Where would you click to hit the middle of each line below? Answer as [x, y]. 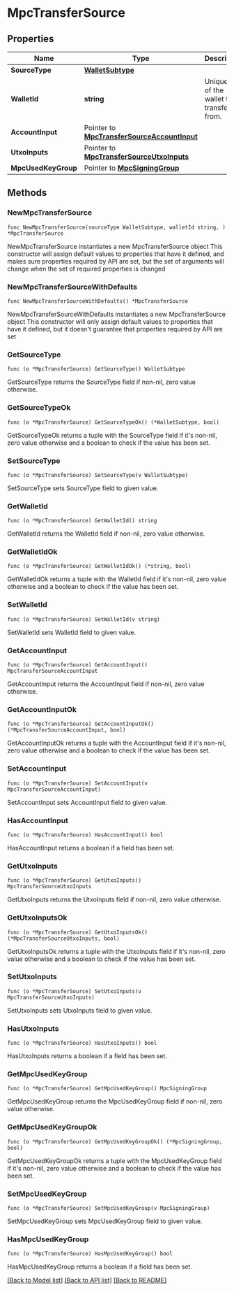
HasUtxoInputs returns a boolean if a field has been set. [87, 1056]
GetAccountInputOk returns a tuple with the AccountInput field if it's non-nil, [117, 743]
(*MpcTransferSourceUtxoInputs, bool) [63, 939]
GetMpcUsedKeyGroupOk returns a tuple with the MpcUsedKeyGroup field [115, 1161]
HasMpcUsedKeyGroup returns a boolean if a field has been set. [100, 1267]
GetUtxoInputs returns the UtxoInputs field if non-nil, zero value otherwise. [114, 899]
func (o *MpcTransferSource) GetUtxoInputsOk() [78, 932]
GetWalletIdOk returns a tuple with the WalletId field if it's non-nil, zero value [117, 579]
